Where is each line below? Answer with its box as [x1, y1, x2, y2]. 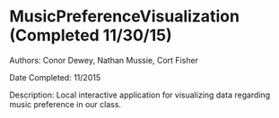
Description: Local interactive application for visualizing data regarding [9, 89, 271, 100]
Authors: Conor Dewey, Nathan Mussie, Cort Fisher [9, 55, 199, 65]
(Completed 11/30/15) [9, 25, 172, 46]
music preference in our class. [9, 98, 122, 109]
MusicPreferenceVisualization [9, 6, 240, 27]
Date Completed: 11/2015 [9, 72, 101, 82]
